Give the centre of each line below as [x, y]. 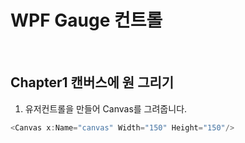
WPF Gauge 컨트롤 [86, 20]
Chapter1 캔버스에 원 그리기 [92, 82]
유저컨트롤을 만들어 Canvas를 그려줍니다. [106, 108]
